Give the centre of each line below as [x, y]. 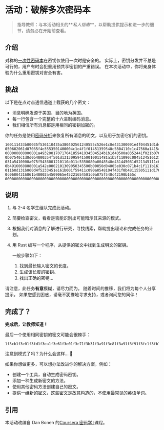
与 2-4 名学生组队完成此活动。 [43, 208]
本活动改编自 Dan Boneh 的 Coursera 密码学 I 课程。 [56, 422]
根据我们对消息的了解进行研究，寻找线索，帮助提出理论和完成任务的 [81, 229]
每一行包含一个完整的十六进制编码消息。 [53, 119]
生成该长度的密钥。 [39, 272]
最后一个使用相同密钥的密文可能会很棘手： [48, 335]
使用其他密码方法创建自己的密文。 [46, 387]
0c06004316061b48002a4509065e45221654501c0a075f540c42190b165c [71, 174]
